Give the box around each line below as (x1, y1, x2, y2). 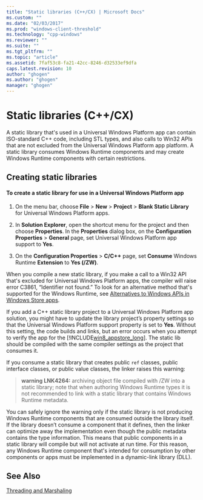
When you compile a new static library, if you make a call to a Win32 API (6, 270, 187, 277)
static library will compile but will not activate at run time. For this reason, (6, 440, 189, 448)
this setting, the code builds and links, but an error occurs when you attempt (6, 327, 197, 335)
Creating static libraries (6, 172, 98, 182)
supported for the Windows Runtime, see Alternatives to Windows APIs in (6, 290, 190, 297)
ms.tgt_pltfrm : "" (6, 49, 53, 55)
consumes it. (6, 347, 39, 354)
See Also (6, 471, 41, 481)
